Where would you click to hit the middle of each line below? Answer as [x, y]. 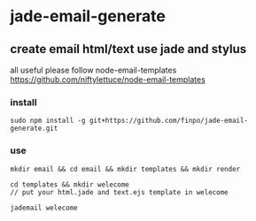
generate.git [34, 129]
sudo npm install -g [48, 121]
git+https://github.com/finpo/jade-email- [169, 121]
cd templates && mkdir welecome [70, 184]
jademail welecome [44, 208]
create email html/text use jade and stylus [128, 49]
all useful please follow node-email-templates [93, 70]
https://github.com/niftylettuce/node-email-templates [108, 80]
